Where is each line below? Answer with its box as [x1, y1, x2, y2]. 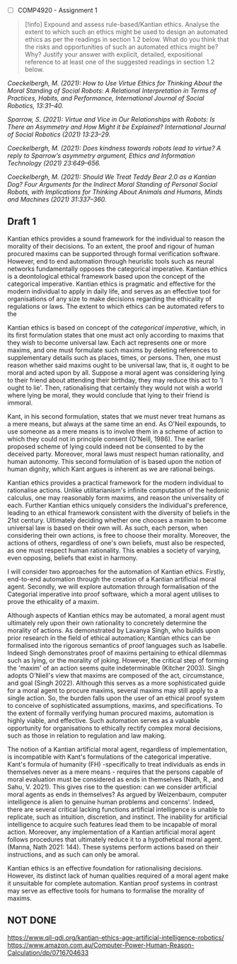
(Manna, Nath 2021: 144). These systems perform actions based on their [7, 842, 219, 851]
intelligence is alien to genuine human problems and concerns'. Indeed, [7, 797, 215, 806]
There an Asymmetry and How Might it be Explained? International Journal [7, 123, 226, 132]
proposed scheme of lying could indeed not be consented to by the [7, 442, 204, 451]
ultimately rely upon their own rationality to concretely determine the [7, 618, 207, 627]
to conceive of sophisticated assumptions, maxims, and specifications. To [7, 701, 223, 709]
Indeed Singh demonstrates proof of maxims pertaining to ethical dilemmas [7, 649, 227, 657]
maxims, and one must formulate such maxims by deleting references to [7, 346, 218, 354]
